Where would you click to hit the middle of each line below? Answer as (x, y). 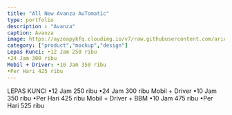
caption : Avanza (30, 33)
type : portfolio (30, 20)
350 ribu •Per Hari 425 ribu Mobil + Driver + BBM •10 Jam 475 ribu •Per (110, 98)
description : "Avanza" (41, 26)
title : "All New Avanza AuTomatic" (58, 13)
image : (17, 39)
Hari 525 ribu (26, 105)
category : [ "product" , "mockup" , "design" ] (68, 45)
